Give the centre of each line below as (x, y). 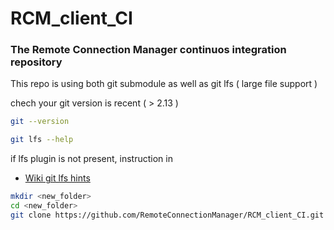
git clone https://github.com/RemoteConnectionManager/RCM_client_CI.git (167, 215)
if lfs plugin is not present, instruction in (91, 159)
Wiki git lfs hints (57, 178)
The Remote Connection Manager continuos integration (148, 50)
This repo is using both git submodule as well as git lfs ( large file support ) (164, 84)
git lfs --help (42, 140)
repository (36, 62)
